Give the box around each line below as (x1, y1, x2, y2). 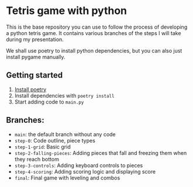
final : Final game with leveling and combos (14, 174, 120, 181)
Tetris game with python (6, 4, 127, 18)
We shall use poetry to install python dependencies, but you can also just (6, 47, 182, 54)
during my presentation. (6, 36, 64, 43)
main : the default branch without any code (14, 130, 116, 138)
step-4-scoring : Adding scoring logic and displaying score (14, 168, 156, 175)
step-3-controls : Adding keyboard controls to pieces (14, 162, 143, 169)
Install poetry (14, 86, 47, 93)
